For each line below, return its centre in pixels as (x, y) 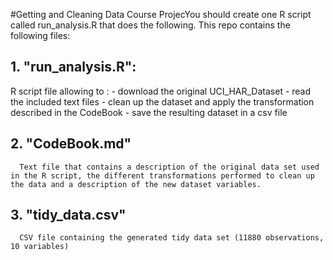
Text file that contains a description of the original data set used (169, 167)
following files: (40, 35)
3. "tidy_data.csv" (68, 215)
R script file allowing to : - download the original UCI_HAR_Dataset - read (161, 91)
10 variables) (40, 247)
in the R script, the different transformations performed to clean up (162, 175)
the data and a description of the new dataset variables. (136, 184)
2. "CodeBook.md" (71, 144)
